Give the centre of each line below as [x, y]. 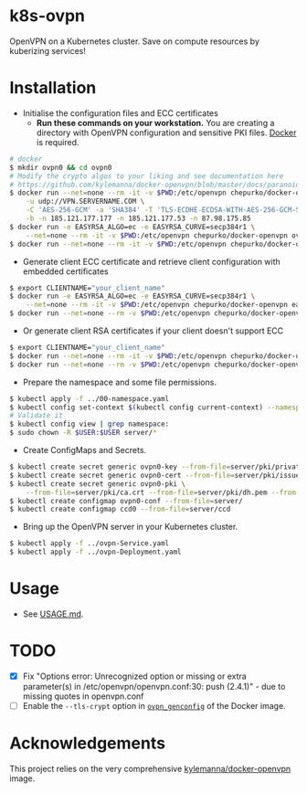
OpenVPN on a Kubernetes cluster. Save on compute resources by [135, 41]
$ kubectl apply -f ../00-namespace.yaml [90, 398]
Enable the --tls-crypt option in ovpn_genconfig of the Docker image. [154, 705]
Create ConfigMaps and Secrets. [85, 450]
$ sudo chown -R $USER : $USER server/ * [83, 433]
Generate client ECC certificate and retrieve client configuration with [151, 261]
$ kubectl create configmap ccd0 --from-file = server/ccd [120, 509]
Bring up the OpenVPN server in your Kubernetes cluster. [130, 527]
